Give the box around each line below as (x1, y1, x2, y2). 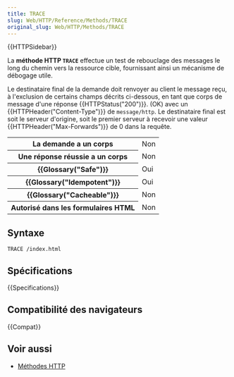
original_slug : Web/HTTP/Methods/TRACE (7, 23, 125, 30)
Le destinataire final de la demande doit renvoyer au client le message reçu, (7, 85, 228, 94)
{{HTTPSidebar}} (7, 43, 58, 51)
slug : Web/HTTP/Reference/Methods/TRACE (7, 17, 128, 24)
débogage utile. (7, 71, 53, 80)
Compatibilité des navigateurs (7, 304, 143, 316)
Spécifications (7, 265, 73, 277)
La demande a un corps (32, 139, 114, 149)
